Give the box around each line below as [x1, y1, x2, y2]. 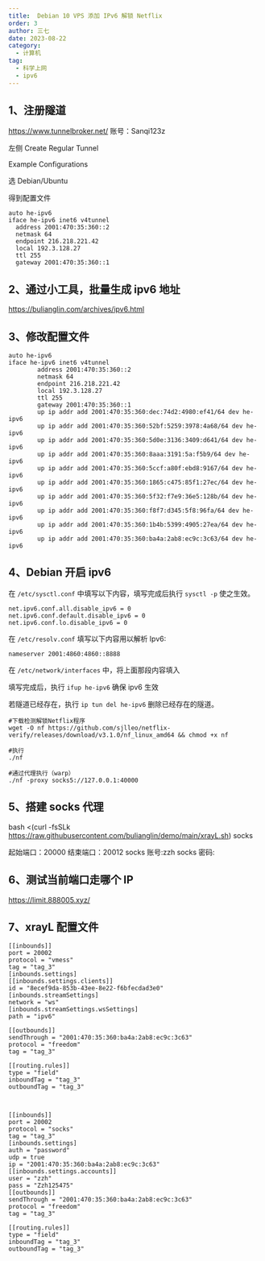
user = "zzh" [8, 1175, 52, 1183]
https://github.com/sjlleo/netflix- [48, 724, 172, 732]
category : [8, 42, 42, 50]
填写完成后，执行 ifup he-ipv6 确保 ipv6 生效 [8, 682, 159, 692]
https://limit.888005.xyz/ [8, 895, 91, 904]
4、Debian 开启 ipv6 [8, 565, 111, 580]
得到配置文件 [8, 193, 51, 203]
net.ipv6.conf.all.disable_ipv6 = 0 [8, 605, 131, 613]
